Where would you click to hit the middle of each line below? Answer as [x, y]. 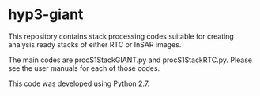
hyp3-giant [46, 15]
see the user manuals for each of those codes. [84, 68]
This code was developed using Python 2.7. [79, 83]
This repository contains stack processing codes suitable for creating [121, 36]
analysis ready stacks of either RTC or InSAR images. [95, 44]
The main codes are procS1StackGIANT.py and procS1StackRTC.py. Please [130, 60]
